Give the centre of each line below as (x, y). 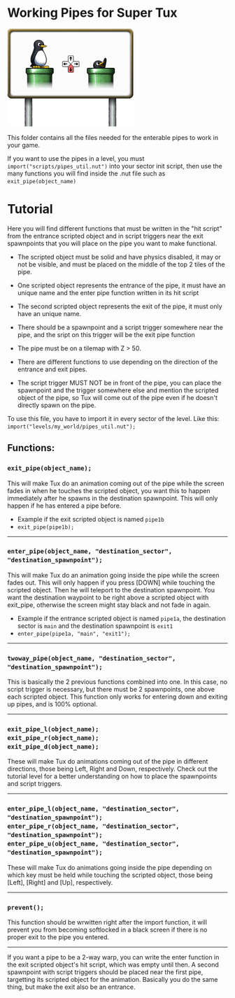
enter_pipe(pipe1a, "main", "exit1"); (74, 634)
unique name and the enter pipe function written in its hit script (108, 292)
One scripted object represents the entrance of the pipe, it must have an (121, 285)
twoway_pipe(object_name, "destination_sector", (92, 658)
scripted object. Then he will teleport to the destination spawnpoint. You (111, 590)
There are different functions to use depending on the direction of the (117, 362)
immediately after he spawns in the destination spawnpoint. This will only (113, 498)
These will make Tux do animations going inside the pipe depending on (109, 867)
